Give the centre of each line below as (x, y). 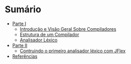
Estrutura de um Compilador (49, 34)
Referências (25, 56)
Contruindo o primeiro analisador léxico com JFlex (73, 51)
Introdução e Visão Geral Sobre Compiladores (68, 29)
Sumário (23, 9)
